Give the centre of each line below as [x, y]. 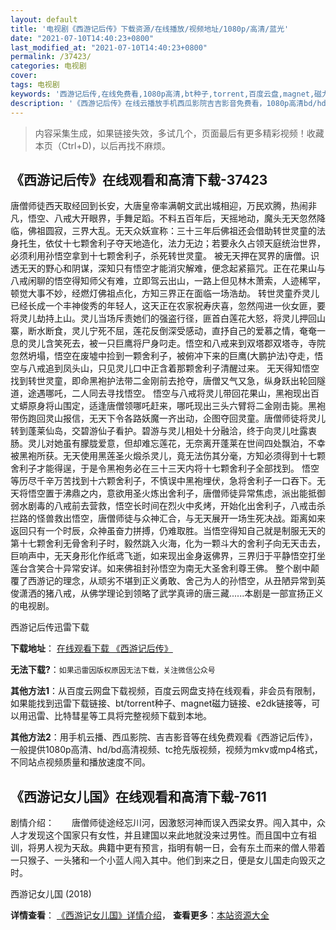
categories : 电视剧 [48, 66]
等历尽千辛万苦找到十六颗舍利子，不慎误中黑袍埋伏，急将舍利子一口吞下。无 [168, 481]
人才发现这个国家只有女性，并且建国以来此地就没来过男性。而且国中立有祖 [163, 835]
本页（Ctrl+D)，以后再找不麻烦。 [102, 145]
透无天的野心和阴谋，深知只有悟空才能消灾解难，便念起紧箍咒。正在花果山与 [168, 268]
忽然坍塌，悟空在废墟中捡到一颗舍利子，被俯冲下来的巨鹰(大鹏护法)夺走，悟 [167, 356]
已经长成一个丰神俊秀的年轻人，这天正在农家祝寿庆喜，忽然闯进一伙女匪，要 [168, 306]
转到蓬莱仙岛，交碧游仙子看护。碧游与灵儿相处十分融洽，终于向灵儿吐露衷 [163, 431]
